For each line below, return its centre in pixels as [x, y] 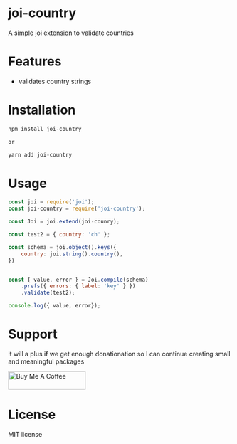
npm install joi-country [45, 129]
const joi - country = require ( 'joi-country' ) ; [77, 209]
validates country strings [55, 81]
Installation [42, 110]
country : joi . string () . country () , [72, 254]
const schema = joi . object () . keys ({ [62, 247]
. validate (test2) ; [48, 293]
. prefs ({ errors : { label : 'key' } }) [78, 286]
